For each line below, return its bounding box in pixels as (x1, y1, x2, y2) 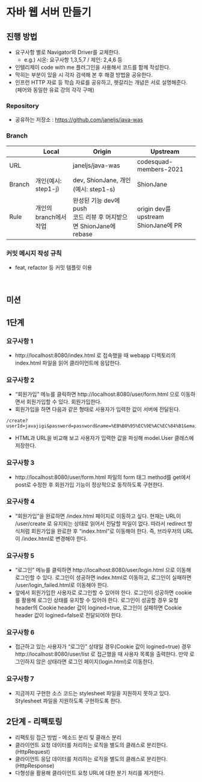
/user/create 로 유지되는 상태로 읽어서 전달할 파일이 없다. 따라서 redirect (14, 520, 186, 527)
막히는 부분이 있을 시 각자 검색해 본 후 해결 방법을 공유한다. (14, 71, 153, 78)
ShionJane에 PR (137, 221, 182, 229)
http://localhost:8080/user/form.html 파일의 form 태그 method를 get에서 (14, 473, 191, 480)
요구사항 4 (6, 497, 35, 506)
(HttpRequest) (14, 748, 50, 755)
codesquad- (137, 157, 173, 166)
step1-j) (35, 185, 60, 193)
